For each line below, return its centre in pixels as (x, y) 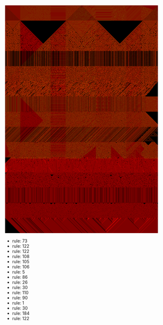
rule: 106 (21, 267)
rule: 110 (20, 293)
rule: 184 (21, 313)
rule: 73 (20, 241)
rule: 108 (21, 256)
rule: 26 (20, 282)
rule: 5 (18, 272)
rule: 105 (21, 262)
